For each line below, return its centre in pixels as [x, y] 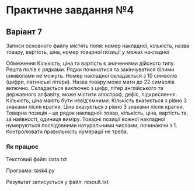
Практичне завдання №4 [70, 10]
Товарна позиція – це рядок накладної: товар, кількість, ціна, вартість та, [97, 113]
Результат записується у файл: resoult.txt [58, 182]
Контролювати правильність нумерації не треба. [67, 131]
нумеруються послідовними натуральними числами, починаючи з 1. [92, 125]
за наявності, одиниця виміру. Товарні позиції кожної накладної [86, 119]
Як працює [22, 147]
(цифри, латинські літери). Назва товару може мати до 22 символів [90, 82]
